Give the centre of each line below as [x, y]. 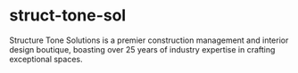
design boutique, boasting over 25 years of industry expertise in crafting [142, 49]
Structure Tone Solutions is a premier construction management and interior [149, 40]
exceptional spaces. [46, 59]
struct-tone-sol [68, 16]
